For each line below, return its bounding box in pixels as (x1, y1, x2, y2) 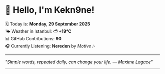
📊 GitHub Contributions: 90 (5, 35, 62, 41)
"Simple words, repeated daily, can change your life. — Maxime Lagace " (5, 59, 153, 65)
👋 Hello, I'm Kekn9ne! (5, 4, 95, 16)
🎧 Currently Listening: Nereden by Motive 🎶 (5, 43, 95, 49)
